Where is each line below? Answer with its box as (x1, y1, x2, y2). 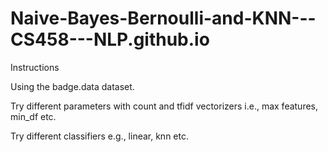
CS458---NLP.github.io (10, 28, 210, 51)
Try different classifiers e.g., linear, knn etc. (10, 130, 189, 142)
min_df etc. (10, 110, 57, 122)
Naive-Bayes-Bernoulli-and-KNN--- (10, 7, 317, 30)
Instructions (10, 61, 60, 73)
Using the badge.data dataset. (10, 80, 135, 92)
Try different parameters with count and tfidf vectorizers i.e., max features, (10, 100, 319, 112)
